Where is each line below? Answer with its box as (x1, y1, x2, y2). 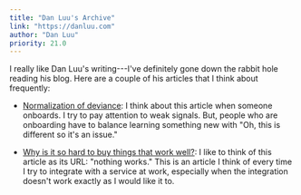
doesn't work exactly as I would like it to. (22, 176, 175, 187)
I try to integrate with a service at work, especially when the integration (22, 166, 288, 177)
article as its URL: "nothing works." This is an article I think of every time (22, 156, 293, 168)
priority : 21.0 (9, 38, 67, 48)
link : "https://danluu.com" (9, 22, 116, 31)
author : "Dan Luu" (9, 30, 79, 39)
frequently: (9, 83, 51, 93)
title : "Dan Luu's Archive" (9, 13, 116, 23)
